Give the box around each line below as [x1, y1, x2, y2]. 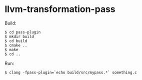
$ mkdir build [4, 34, 34, 39]
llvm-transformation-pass [4, 3, 115, 15]
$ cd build [4, 38, 27, 43]
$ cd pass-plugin [4, 29, 41, 34]
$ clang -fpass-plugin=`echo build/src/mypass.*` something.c [4, 70, 137, 75]
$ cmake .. [4, 42, 27, 48]
